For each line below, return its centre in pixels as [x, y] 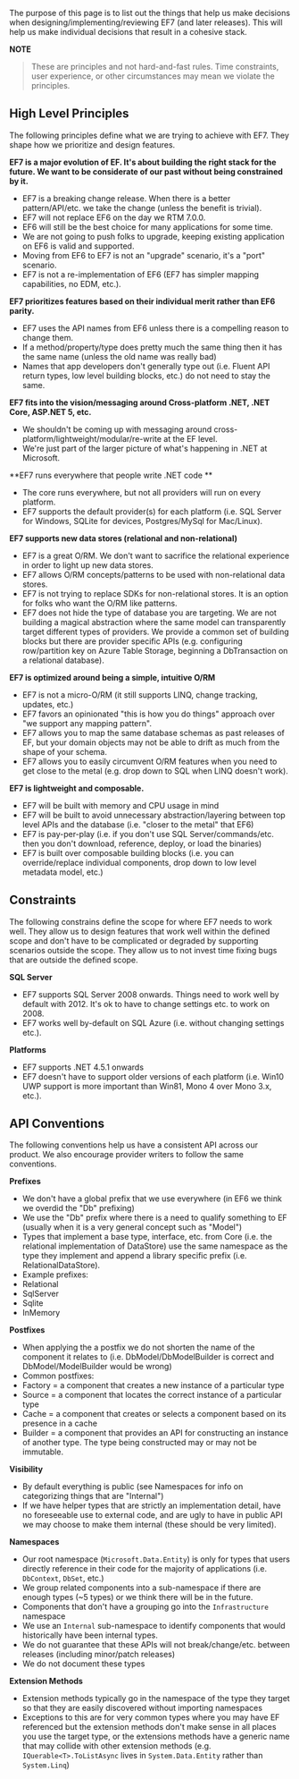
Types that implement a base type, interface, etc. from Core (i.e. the [147, 1237]
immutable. [43, 1452]
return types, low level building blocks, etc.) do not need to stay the [146, 376]
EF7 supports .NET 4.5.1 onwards [83, 1067]
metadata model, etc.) [63, 872]
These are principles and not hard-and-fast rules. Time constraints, [155, 67]
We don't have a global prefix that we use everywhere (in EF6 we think [152, 1199]
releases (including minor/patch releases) [99, 1655]
